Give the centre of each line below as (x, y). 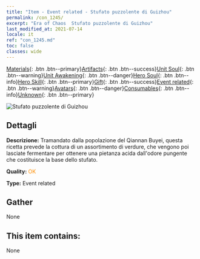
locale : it (20, 35)
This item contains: (43, 236)
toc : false (20, 46)
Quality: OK (21, 171)
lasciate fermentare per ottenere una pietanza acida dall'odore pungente (97, 153)
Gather (20, 202)
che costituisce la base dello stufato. (52, 159)
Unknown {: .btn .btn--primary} (56, 94)
